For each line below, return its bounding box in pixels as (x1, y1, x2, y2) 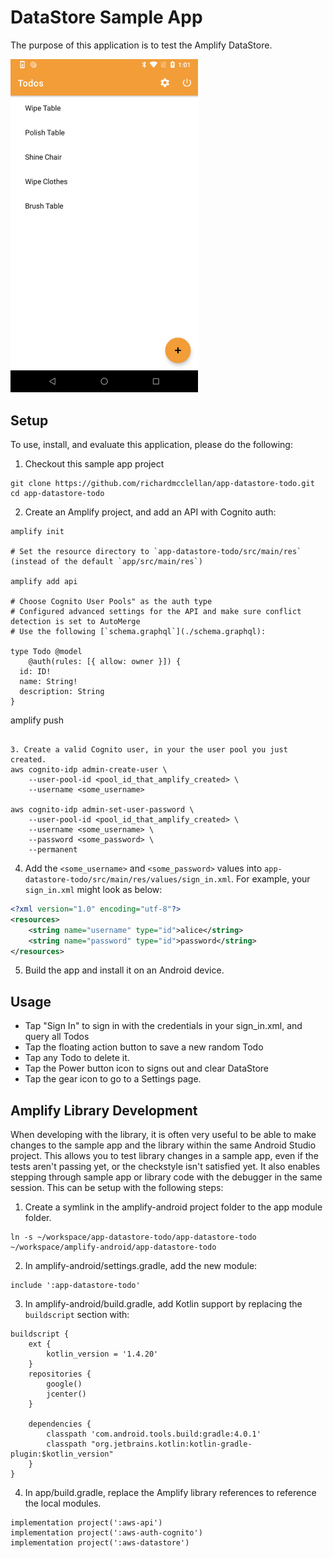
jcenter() (46, 1389, 87, 1400)
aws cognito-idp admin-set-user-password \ (10, 805, 195, 815)
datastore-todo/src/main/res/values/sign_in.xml (24, 875, 232, 885)
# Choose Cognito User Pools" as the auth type (10, 597, 213, 607)
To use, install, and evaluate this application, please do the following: (10, 439, 293, 451)
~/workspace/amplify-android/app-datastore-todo (10, 1242, 217, 1253)
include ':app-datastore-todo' (10, 1281, 141, 1291)
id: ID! (19, 667, 52, 677)
